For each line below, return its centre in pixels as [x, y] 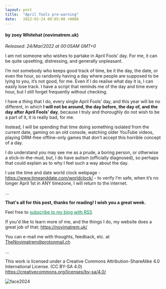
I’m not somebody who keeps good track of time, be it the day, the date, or [82, 71]
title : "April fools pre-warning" [42, 14]
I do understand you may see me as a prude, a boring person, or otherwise [82, 152]
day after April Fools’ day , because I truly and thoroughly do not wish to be [83, 112]
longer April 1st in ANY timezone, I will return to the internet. [66, 183]
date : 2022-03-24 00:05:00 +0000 [42, 19]
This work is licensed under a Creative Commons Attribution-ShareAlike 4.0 [83, 261]
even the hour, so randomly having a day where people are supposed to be [82, 76]
